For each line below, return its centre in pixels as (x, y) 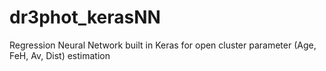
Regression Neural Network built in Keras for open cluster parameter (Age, (163, 45)
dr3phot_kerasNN (85, 17)
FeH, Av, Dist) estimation (60, 55)
